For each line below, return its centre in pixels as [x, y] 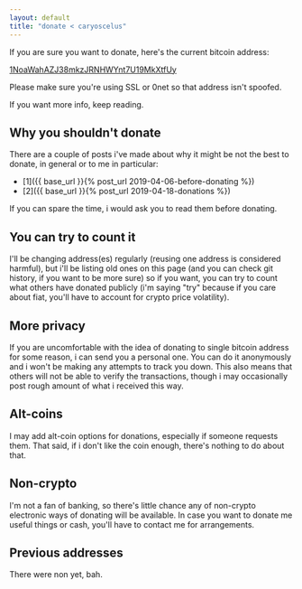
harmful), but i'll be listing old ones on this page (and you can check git [141, 268]
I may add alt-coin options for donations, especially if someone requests [144, 435]
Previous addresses [66, 552]
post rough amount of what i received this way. [96, 386]
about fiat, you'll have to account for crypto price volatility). [119, 297]
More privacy [47, 326]
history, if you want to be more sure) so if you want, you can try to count [143, 278]
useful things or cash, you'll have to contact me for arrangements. [132, 524]
